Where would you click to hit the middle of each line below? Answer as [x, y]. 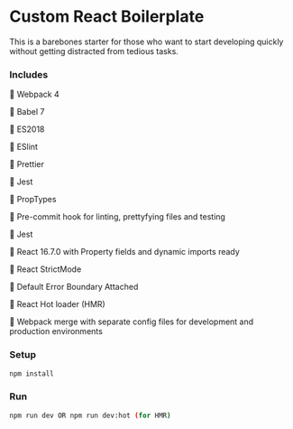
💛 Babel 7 [27, 112]
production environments [56, 331]
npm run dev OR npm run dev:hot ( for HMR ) [90, 415]
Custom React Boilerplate [107, 17]
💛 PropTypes [33, 200]
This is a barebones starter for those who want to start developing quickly [146, 42]
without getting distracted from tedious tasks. [94, 51]
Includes [29, 74]
